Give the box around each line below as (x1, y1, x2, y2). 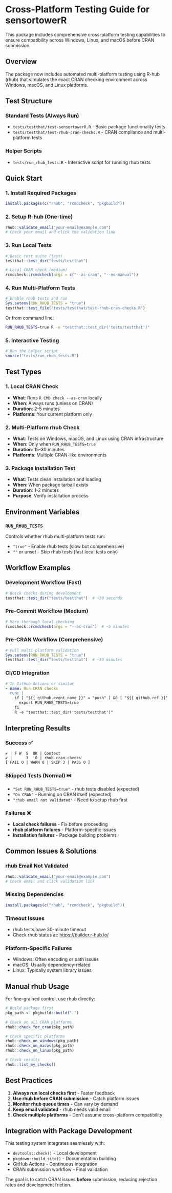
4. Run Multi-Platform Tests (5, 284, 75, 292)
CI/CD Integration (5, 669, 50, 677)
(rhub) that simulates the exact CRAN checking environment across (5, 76, 147, 83)
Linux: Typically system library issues (12, 967, 92, 973)
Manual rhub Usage (5, 982, 70, 991)
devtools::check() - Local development (12, 1150, 97, 1156)
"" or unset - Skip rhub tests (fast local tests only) (12, 548, 118, 555)
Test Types (5, 368, 42, 376)
